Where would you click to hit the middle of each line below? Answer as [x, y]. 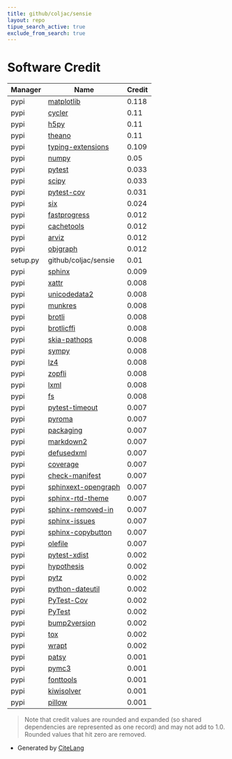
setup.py [25, 260]
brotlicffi [61, 329]
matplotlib [64, 102]
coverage [63, 465]
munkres [62, 306]
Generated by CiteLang [51, 748]
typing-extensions [78, 147]
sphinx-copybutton [80, 532]
